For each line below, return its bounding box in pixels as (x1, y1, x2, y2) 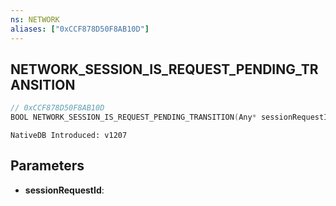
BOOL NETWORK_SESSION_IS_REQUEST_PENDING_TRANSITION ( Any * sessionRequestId (10, 112, 333, 123)
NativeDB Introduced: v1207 (10, 131, 128, 141)
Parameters (10, 157, 85, 175)
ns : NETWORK (10, 14, 60, 25)
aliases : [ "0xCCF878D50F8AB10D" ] (10, 24, 150, 34)
